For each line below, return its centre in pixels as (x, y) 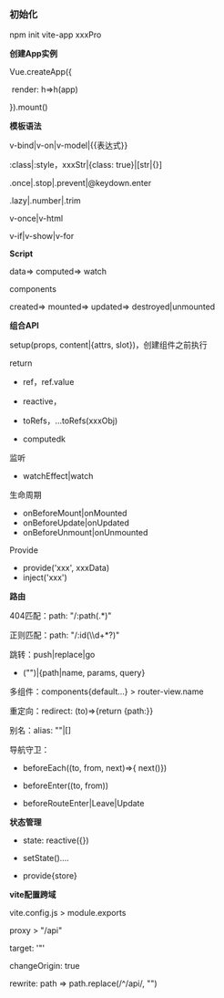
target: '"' (27, 948)
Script (21, 254)
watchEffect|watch (58, 476)
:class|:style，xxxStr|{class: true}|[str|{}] (86, 165)
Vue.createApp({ (41, 72)
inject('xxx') (45, 577)
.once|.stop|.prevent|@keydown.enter (81, 183)
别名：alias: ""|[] (40, 731)
